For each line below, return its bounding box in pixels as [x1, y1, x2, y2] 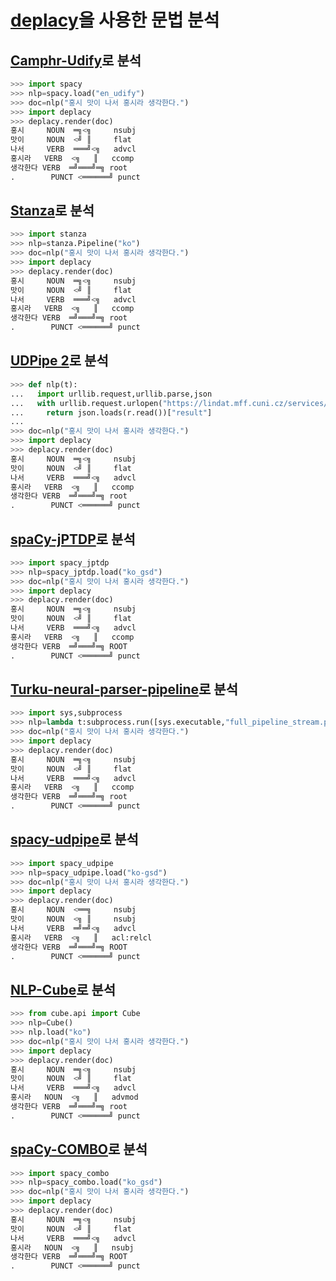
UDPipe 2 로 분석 [10, 352, 109, 370]
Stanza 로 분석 [10, 202, 95, 220]
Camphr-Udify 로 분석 [10, 52, 142, 69]
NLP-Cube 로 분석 [10, 981, 117, 998]
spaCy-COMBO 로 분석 [10, 1141, 148, 1158]
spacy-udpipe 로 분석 [10, 831, 139, 848]
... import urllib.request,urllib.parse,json [10, 389, 213, 399]
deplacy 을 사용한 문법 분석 [10, 9, 220, 32]
